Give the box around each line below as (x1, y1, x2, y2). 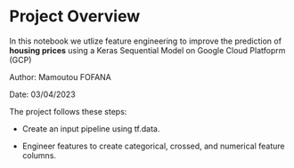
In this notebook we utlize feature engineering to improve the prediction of (9, 36, 282, 46)
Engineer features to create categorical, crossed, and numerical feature (21, 140, 285, 151)
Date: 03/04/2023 (9, 89, 76, 100)
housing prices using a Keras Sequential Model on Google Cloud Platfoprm (9, 44, 286, 55)
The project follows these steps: (9, 106, 127, 116)
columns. (21, 149, 56, 161)
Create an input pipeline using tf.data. (21, 123, 160, 134)
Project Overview (9, 6, 141, 27)
